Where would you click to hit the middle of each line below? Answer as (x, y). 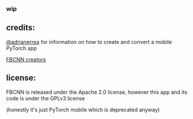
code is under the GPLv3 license (45, 98)
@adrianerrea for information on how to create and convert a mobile (89, 42)
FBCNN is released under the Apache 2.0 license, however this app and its (97, 92)
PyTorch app (22, 48)
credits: (21, 28)
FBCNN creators (26, 59)
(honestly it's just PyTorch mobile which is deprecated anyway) (83, 110)
